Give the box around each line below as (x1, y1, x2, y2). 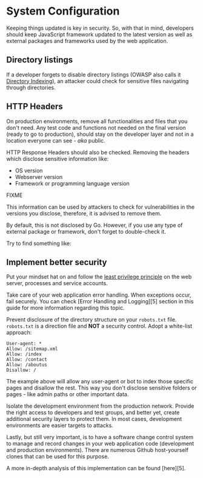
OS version (15, 167, 43, 174)
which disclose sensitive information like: (6, 155, 109, 162)
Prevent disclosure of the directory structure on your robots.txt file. (6, 316, 177, 323)
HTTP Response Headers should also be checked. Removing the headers (6, 149, 190, 156)
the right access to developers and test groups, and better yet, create (6, 409, 180, 416)
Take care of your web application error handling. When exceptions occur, (6, 291, 191, 298)
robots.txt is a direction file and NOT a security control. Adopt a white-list (6, 323, 193, 330)
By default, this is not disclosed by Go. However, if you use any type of (6, 221, 183, 229)
